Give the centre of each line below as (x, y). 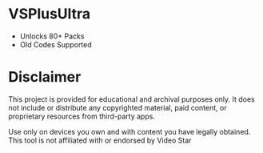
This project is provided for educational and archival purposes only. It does (132, 99)
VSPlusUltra (50, 14)
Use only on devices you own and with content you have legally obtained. (130, 131)
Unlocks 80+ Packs (52, 36)
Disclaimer (45, 77)
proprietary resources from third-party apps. (82, 116)
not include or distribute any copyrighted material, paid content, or (118, 107)
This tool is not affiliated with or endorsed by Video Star (100, 140)
